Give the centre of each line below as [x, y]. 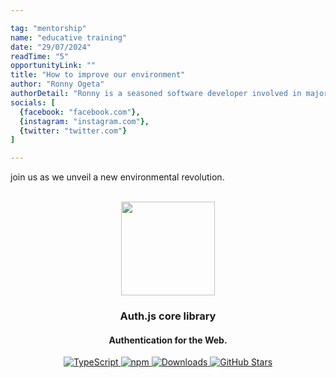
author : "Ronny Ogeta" [57, 84]
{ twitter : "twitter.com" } [73, 131]
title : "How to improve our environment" [98, 75]
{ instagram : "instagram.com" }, [84, 121]
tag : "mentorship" [48, 28]
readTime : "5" [40, 56]
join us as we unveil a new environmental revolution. [117, 177]
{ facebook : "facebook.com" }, [80, 112]
